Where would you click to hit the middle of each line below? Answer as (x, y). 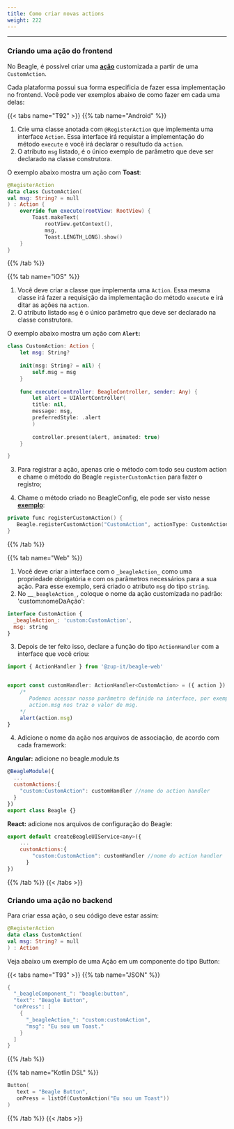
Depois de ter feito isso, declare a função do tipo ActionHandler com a (118, 647)
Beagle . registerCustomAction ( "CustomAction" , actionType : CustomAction (123, 525)
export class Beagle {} (42, 810)
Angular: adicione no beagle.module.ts (63, 758)
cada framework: (42, 745)
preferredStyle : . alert (67, 418)
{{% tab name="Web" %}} (45, 558)
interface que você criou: (54, 654)
